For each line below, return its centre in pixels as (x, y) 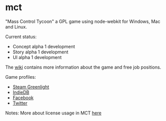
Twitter (20, 103)
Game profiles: (21, 77)
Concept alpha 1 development (44, 46)
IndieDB (21, 92)
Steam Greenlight (31, 87)
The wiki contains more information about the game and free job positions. (83, 67)
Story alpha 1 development (40, 52)
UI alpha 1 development (37, 57)
